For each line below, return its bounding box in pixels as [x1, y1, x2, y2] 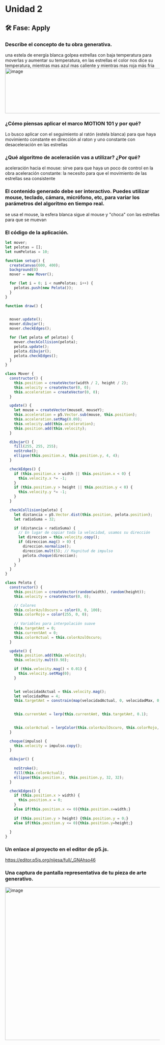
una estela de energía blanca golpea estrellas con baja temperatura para [5, 52, 152, 58]
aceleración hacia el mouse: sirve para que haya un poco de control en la [5, 165, 154, 171]
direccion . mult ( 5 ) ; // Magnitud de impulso [23, 548, 113, 554]
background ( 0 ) [9, 267, 38, 272]
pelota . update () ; [14, 344, 50, 349]
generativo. [5, 876, 33, 882]
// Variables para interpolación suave [14, 621, 96, 626]
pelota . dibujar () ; [14, 349, 52, 354]
